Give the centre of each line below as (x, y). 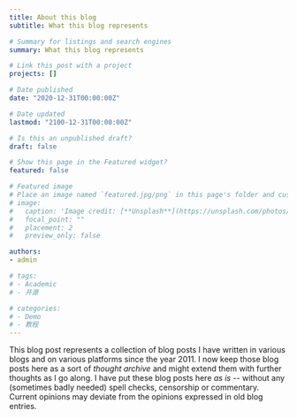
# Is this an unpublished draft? (71, 138)
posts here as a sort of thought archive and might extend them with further (145, 369)
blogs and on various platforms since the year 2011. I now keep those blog (144, 360)
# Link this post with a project (71, 66)
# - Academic (33, 284)
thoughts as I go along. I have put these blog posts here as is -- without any (147, 378)
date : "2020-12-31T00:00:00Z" (65, 98)
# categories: (35, 308)
